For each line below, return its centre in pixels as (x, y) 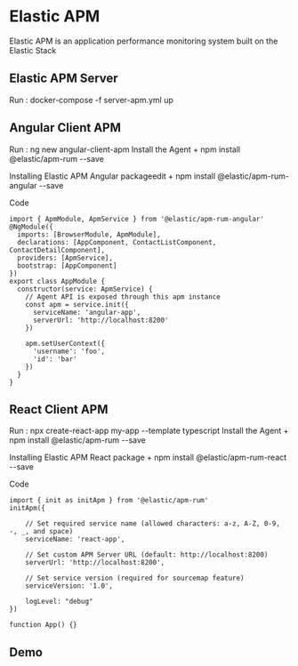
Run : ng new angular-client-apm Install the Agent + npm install (125, 149)
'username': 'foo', (68, 351)
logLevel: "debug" (59, 602)
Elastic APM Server (64, 79)
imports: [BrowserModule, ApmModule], (89, 234)
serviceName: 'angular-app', (87, 312)
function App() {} (43, 625)
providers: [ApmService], (65, 258)
